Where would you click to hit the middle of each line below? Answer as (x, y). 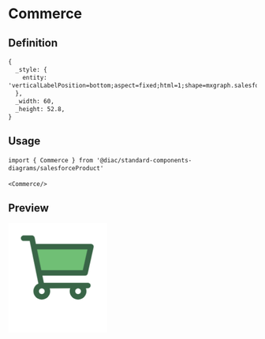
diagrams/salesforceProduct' (56, 168)
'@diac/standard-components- (144, 160)
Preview (29, 209)
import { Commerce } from (50, 160)
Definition (33, 43)
